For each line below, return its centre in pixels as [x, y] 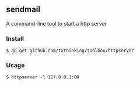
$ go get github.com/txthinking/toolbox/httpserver [70, 51]
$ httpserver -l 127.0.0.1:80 [43, 77]
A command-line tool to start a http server [56, 23]
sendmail [23, 10]
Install [15, 38]
